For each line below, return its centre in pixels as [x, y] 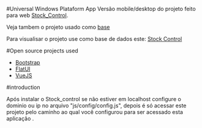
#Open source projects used [42, 51]
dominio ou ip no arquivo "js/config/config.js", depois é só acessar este [96, 105]
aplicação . [20, 119]
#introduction [24, 87]
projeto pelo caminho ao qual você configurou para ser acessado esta [95, 112]
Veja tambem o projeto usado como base [58, 27]
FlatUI [23, 69]
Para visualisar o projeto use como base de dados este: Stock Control [94, 39]
